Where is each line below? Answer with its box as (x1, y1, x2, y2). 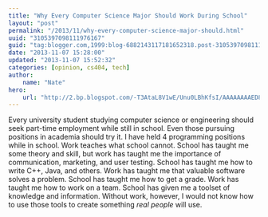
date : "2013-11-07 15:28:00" (8, 49, 105, 57)
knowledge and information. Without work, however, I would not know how (8, 191, 254, 201)
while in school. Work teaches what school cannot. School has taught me (8, 140, 249, 150)
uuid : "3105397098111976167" (8, 34, 105, 42)
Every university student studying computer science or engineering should (8, 115, 254, 124)
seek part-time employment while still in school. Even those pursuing (8, 124, 235, 133)
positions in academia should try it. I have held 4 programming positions (8, 132, 246, 142)
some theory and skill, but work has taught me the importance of (8, 149, 222, 159)
